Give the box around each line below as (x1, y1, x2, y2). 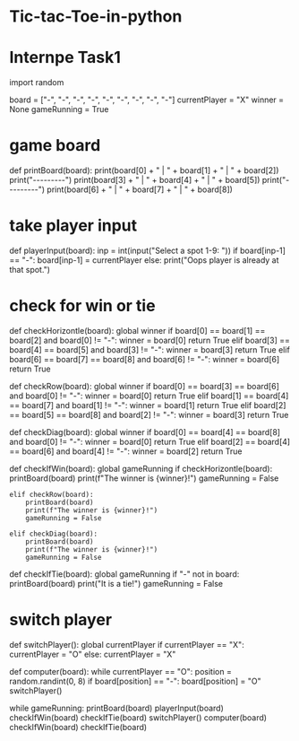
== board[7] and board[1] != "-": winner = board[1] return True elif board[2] (9, 399, 286, 410)
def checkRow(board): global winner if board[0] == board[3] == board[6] (9, 380, 280, 391)
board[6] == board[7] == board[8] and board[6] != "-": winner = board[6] (9, 353, 280, 364)
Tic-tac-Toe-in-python (9, 6, 183, 27)
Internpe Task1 (9, 48, 121, 68)
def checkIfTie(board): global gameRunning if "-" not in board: (9, 568, 240, 580)
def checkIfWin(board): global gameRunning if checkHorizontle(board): (9, 463, 273, 474)
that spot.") (9, 265, 51, 275)
